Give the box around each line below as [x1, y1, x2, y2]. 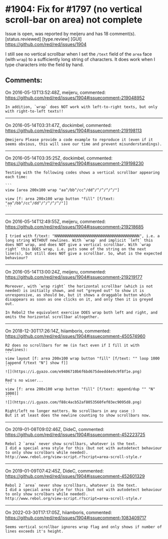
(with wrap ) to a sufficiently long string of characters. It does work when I [5, 56, 155, 62]
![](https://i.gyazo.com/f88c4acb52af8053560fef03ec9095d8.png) [5, 399, 142, 404]
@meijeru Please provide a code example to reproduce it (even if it [5, 137, 153, 142]
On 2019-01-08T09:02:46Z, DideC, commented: [5, 426, 104, 432]
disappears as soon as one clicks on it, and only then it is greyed [5, 296, 153, 302]
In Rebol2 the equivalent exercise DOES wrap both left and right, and [5, 310, 157, 315]
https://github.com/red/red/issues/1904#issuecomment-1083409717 [5, 514, 146, 520]
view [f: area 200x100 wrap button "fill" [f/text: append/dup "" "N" [5, 386, 155, 391]
